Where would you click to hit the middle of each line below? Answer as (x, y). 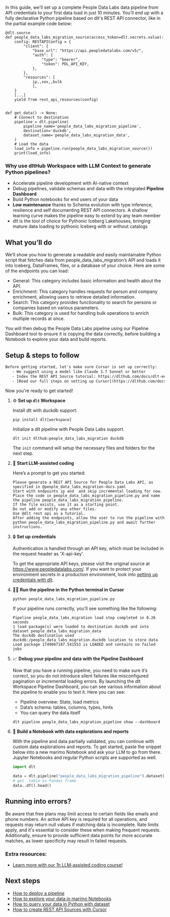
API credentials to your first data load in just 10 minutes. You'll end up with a (84, 13)
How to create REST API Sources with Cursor (60, 909)
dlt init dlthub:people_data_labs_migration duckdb (68, 439)
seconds (20, 623)
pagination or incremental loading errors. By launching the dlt (76, 682)
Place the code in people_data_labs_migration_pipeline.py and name (86, 496)
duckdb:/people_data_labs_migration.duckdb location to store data (85, 640)
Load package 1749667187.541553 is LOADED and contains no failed (84, 645)
